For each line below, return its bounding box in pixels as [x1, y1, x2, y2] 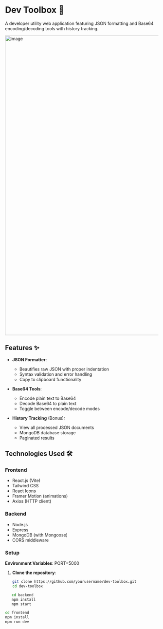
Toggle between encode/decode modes [19, 406, 100, 411]
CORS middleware [12, 537, 49, 543]
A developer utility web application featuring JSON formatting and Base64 [5, 20, 154, 26]
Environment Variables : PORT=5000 [5, 560, 79, 566]
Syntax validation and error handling [19, 371, 92, 377]
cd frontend [5, 610, 29, 615]
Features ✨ [5, 344, 39, 352]
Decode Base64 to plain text [19, 400, 77, 406]
